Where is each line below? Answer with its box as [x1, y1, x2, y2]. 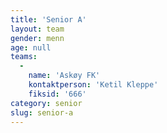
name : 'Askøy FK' [28, 71, 101, 81]
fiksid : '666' [28, 89, 87, 99]
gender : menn [10, 33, 65, 43]
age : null [10, 42, 52, 53]
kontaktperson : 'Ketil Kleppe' [28, 80, 159, 90]
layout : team [10, 24, 65, 34]
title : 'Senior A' [10, 14, 87, 25]
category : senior [10, 98, 83, 108]
